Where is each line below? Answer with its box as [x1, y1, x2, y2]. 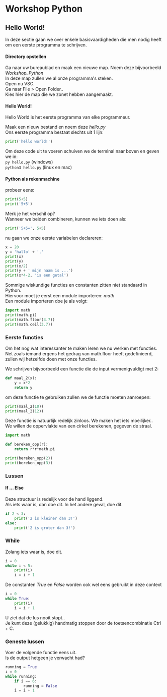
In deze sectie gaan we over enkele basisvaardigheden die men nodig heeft [5, 36, 162, 42]
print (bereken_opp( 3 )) [5, 460, 53, 465]
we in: [5, 153, 18, 159]
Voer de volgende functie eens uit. [5, 650, 77, 655]
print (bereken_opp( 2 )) [5, 456, 53, 461]
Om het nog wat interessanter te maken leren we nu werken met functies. [5, 345, 157, 351]
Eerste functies [5, 334, 44, 341]
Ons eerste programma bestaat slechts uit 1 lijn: [5, 129, 104, 135]
